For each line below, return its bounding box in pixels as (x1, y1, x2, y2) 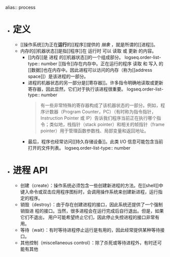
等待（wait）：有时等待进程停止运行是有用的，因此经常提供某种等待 (20, 226, 160, 233)
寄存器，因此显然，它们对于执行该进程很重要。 (27, 86, 126, 92)
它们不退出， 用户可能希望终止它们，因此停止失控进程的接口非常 (20, 214, 155, 220)
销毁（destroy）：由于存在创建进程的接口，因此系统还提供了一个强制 (20, 201, 163, 208)
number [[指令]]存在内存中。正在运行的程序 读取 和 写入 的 (41, 61, 163, 67)
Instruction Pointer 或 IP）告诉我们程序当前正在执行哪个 (40, 115, 157, 121)
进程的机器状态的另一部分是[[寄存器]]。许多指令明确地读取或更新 (27, 79, 163, 85)
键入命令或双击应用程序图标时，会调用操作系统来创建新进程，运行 (20, 188, 158, 195)
